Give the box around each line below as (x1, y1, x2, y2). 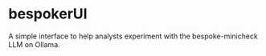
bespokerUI (8, 5, 88, 23)
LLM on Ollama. (8, 39, 60, 49)
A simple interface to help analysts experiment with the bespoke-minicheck (8, 31, 259, 41)
